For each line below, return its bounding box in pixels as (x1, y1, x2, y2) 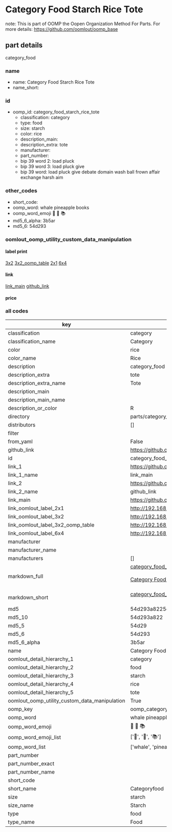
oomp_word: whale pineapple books (12, 204, 90, 210)
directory (8, 413, 30, 420)
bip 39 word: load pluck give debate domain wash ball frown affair (20, 169, 160, 175)
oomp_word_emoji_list (8, 734, 61, 741)
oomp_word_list (8, 743, 46, 750)
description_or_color (8, 404, 57, 412)
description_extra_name (8, 379, 66, 386)
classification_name (8, 338, 56, 345)
